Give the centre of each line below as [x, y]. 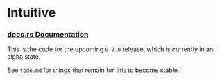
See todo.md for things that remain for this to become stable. [93, 70]
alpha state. [24, 57]
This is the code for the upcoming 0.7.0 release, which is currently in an [110, 49]
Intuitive [32, 13]
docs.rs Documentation [48, 35]
